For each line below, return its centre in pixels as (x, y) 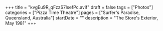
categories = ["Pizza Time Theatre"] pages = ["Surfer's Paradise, (73, 12)
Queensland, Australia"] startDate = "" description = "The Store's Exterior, (82, 18)
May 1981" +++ (21, 23)
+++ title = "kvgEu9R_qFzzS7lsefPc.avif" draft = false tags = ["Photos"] (79, 7)
